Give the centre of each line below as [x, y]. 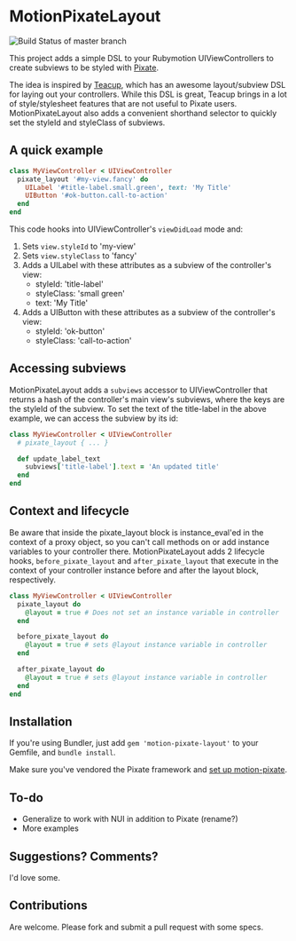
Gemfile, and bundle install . [62, 753]
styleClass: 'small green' [80, 293]
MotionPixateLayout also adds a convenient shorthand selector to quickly [143, 113]
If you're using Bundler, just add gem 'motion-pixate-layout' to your [134, 743]
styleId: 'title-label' [69, 284]
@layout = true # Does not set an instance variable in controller [152, 613]
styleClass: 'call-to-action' [83, 340]
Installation [41, 721]
